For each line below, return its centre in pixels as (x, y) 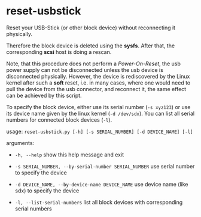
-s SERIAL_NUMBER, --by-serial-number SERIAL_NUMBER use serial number (105, 166)
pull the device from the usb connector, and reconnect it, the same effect (96, 89)
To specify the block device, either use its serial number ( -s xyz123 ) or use (98, 107)
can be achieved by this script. (44, 95)
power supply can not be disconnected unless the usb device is (85, 70)
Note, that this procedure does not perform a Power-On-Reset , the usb (93, 64)
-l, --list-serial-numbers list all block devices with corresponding (99, 202)
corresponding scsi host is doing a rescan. (59, 52)
